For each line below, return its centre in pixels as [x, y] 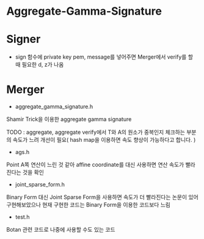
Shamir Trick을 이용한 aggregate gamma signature [69, 119]
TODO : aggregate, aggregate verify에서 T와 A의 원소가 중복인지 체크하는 [96, 132]
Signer [24, 39]
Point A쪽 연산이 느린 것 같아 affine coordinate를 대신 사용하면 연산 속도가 [95, 165]
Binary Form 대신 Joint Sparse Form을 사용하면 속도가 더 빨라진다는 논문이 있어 [102, 197]
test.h [22, 217]
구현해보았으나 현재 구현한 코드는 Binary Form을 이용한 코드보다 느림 [89, 205]
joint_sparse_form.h [40, 185]
